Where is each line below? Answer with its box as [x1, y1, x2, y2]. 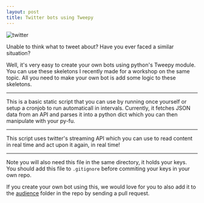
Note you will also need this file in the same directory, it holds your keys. [6, 158, 187, 165]
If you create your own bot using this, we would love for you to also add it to [6, 183, 196, 190]
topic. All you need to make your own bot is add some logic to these [6, 74, 176, 81]
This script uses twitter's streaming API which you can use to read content [6, 135, 193, 142]
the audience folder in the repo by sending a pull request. [6, 189, 150, 197]
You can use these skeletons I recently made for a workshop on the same [6, 67, 190, 75]
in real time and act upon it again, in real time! [6, 141, 120, 148]
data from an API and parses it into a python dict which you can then [6, 110, 178, 118]
